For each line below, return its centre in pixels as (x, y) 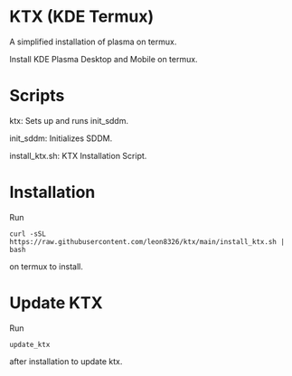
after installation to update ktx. (66, 361)
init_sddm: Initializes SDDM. (61, 138)
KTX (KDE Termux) (82, 17)
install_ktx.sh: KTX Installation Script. (78, 155)
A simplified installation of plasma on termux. (93, 42)
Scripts (37, 96)
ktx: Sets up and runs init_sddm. (69, 120)
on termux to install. (46, 266)
